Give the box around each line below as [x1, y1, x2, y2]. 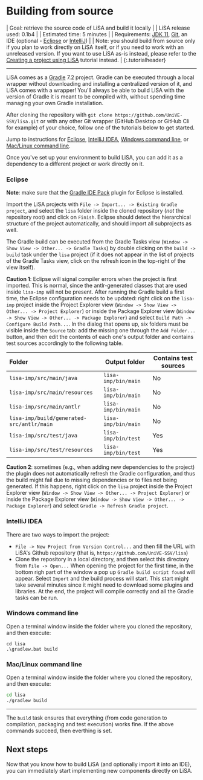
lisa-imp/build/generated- [9, 415, 87, 422]
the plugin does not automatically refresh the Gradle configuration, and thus [6, 470, 195, 477]
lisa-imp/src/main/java [9, 375, 78, 382]
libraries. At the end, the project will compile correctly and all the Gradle [14, 587, 194, 595]
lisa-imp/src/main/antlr [9, 404, 81, 410]
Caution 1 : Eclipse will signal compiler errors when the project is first [6, 276, 177, 283]
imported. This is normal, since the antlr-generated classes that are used [6, 282, 187, 289]
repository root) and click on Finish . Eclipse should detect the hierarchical [6, 213, 192, 221]
